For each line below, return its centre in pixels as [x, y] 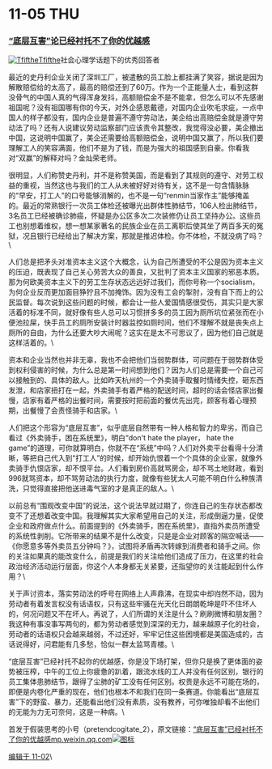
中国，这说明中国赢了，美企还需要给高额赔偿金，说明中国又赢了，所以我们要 [136, 138]
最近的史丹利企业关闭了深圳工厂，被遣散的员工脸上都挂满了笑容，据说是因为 [136, 77]
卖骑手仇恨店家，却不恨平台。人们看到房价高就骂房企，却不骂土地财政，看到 [136, 468]
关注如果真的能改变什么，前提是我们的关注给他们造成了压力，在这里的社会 [139, 556]
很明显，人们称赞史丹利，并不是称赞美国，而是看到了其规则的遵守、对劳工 [132, 176]
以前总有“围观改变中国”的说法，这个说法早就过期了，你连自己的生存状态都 [132, 506]
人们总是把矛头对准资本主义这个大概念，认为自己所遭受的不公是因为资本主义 [136, 262]
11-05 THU [44, 14]
